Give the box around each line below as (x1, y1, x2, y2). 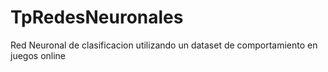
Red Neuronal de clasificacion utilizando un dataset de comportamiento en (10, 39, 318, 51)
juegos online (10, 49, 67, 61)
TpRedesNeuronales (10, 6, 184, 29)
